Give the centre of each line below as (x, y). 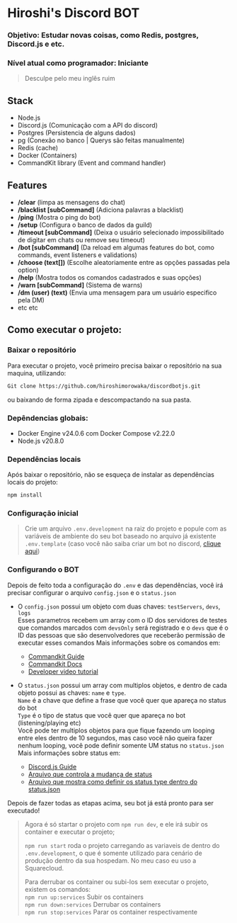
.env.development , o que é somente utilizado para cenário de (114, 853)
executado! (24, 810)
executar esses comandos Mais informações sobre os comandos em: (119, 642)
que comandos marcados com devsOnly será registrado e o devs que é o (123, 628)
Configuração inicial (43, 513)
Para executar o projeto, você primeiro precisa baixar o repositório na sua (115, 366)
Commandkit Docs (55, 664)
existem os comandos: (57, 889)
